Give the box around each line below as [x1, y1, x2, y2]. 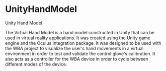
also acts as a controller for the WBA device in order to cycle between [5, 56, 148, 62]
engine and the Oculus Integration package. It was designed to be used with [5, 40, 162, 46]
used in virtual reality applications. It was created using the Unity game [5, 35, 151, 41]
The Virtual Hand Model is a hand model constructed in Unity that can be [5, 29, 155, 35]
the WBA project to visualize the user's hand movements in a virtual [5, 45, 144, 51]
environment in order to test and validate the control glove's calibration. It [5, 51, 156, 57]
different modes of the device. [5, 61, 67, 67]
